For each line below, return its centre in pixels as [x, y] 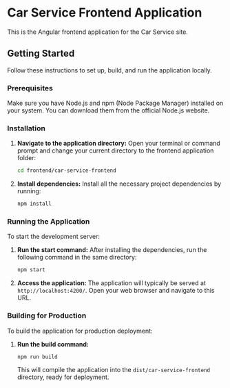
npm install [34, 204]
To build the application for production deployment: [80, 331]
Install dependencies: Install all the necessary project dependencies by [119, 184]
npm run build [37, 357]
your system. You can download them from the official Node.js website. [108, 110]
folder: [27, 158]
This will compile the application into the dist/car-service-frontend [114, 370]
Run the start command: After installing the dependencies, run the [112, 250]
